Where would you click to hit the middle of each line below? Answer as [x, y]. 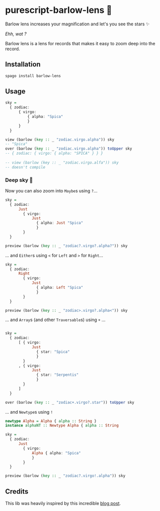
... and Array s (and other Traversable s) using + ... [55, 320]
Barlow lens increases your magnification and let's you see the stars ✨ [78, 24]
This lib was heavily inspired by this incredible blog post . [63, 504]
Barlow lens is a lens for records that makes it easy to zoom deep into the [80, 43]
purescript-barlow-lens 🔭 [59, 10]
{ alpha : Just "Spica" [60, 223]
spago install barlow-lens [33, 76]
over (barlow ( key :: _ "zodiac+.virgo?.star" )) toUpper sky [70, 402]
